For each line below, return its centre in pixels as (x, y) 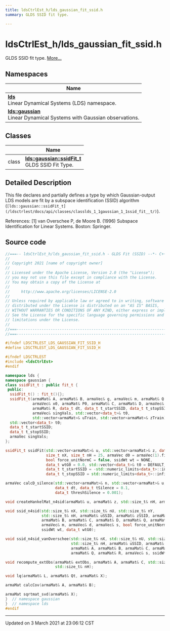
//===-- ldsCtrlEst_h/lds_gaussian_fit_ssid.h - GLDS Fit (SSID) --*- (81, 254)
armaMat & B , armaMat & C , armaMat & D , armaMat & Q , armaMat (104, 520)
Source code (26, 242)
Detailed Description (38, 183)
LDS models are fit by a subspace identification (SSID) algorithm (72, 200)
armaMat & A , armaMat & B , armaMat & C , (111, 548)
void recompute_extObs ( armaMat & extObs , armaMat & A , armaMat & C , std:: (82, 562)
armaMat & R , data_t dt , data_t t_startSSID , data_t (88, 408)
